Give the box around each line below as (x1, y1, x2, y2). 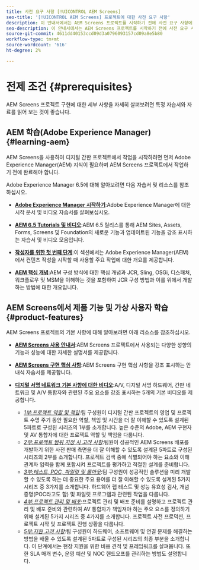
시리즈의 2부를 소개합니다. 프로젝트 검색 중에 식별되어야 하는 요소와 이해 (23, 454, 190, 461)
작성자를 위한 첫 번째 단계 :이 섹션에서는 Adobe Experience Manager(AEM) (14, 248, 189, 256)
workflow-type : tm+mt (6, 36, 60, 42)
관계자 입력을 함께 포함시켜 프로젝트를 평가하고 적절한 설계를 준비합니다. (23, 461, 190, 468)
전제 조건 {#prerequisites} (6, 80, 133, 93)
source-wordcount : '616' (6, 42, 68, 48)
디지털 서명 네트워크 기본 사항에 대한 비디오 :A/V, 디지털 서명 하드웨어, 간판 (14, 382, 185, 389)
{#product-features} (6, 312, 84, 322)
